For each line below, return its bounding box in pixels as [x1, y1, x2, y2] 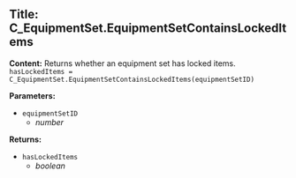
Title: [9, 7, 39, 22]
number [34, 116, 65, 127]
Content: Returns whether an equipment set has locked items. [9, 57, 236, 69]
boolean [34, 160, 66, 171]
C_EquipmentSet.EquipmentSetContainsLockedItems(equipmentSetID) [9, 75, 254, 84]
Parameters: [9, 90, 56, 100]
